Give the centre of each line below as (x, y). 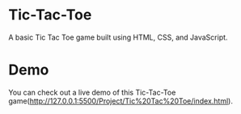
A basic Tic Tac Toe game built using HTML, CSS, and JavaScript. (118, 37)
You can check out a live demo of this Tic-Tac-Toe (92, 92)
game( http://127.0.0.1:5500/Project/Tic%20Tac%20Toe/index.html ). (120, 101)
